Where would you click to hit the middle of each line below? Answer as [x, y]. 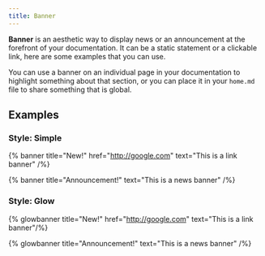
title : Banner [32, 16]
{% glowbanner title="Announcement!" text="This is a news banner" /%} [130, 243]
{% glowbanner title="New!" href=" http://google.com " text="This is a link [131, 219]
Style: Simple [35, 137]
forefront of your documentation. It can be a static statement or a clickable [133, 48]
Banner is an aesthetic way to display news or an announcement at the [127, 39]
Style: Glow [32, 202]
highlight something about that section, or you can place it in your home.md [132, 80]
